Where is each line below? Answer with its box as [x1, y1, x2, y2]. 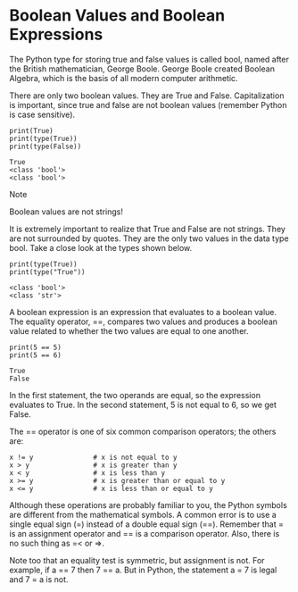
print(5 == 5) [9, 343, 62, 352]
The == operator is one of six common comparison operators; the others [9, 426, 277, 437]
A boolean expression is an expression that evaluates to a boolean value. [9, 306, 277, 317]
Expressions [9, 24, 103, 45]
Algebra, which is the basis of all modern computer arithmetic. [9, 72, 238, 83]
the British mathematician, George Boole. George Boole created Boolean [9, 63, 275, 74]
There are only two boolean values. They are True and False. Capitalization [9, 90, 285, 101]
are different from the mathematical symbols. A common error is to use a [9, 509, 277, 520]
